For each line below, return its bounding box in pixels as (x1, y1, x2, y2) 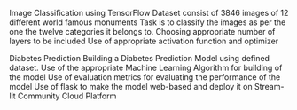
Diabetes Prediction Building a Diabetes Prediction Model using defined (9, 53, 270, 63)
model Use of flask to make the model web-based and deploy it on (9, 82, 253, 91)
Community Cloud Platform (17, 90, 117, 101)
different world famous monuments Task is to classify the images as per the (9, 17, 286, 27)
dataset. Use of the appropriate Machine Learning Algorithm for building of (9, 62, 283, 73)
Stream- (254, 82, 285, 91)
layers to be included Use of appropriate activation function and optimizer (9, 35, 279, 46)
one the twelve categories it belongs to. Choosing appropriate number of (9, 27, 276, 36)
